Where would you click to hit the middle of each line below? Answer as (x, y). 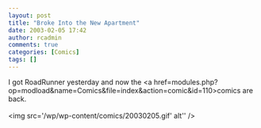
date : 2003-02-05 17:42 (48, 30)
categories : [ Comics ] (44, 52)
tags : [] (23, 60)
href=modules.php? (186, 82)
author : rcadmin (35, 38)
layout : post (30, 15)
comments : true (33, 45)
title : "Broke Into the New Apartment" (74, 23)
